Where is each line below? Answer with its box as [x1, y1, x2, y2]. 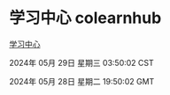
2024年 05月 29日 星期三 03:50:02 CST [9, 57, 155, 68]
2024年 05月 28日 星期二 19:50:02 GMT [9, 76, 155, 86]
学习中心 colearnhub [9, 8, 162, 28]
